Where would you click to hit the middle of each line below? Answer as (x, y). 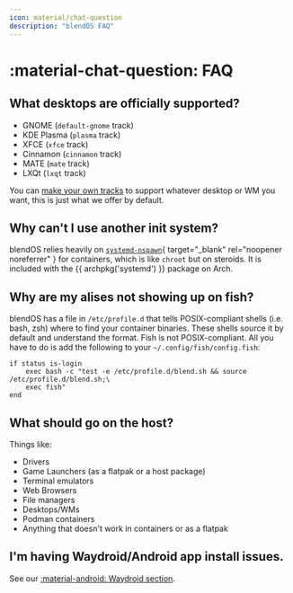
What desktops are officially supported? (124, 104)
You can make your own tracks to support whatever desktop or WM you (142, 190)
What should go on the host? (91, 423)
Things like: (31, 444)
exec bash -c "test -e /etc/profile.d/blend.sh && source (136, 372)
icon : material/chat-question (66, 18)
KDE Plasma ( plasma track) (71, 135)
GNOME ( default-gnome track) (78, 125)
